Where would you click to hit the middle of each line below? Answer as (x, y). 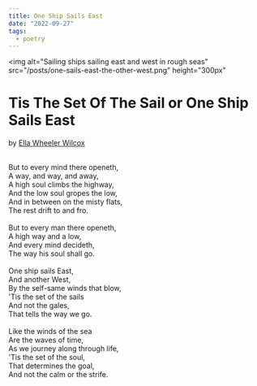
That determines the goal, (51, 366)
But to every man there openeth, (62, 228)
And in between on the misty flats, (66, 202)
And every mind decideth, (51, 245)
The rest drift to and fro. (49, 210)
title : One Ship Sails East (56, 16)
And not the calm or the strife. (58, 375)
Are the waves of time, (46, 340)
